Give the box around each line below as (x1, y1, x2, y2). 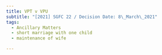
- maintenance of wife (11, 35, 66, 41)
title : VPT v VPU (6, 8, 48, 14)
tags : (6, 19, 19, 25)
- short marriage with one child (11, 30, 93, 36)
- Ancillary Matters (11, 24, 61, 31)
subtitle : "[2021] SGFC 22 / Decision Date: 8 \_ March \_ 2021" (6, 14, 158, 20)
